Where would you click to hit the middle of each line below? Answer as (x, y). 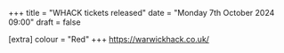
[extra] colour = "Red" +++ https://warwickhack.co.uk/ (109, 39)
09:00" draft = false (45, 22)
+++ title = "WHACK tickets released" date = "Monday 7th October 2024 (142, 13)
